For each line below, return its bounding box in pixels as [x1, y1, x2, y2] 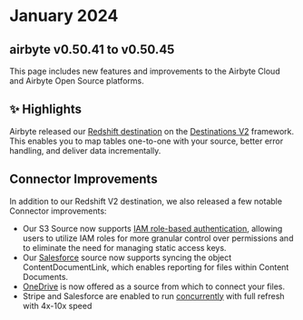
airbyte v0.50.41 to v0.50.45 [9, 42, 175, 57]
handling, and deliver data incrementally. [9, 145, 161, 155]
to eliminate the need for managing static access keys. [22, 242, 227, 253]
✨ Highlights [9, 102, 82, 117]
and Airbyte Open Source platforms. [9, 75, 145, 86]
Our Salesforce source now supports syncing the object [22, 252, 232, 263]
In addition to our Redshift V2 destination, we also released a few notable [9, 195, 283, 206]
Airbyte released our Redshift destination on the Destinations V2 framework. [9, 125, 295, 136]
